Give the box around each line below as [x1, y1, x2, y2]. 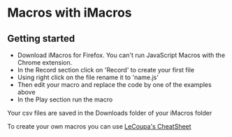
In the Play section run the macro [17, 95, 113, 104]
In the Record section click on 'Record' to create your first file [17, 66, 194, 74]
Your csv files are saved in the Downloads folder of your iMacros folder [7, 109, 212, 117]
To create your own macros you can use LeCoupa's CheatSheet [7, 122, 191, 130]
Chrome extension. [17, 58, 73, 67]
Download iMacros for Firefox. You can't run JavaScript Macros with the [17, 51, 226, 59]
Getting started [7, 33, 75, 45]
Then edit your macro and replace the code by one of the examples [17, 81, 212, 88]
